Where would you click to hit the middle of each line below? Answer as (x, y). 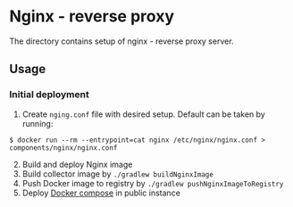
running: (38, 123)
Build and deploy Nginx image (77, 164)
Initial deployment (49, 95)
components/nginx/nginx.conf (63, 148)
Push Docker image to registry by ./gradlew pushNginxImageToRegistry (153, 183)
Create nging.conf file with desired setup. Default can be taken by (143, 114)
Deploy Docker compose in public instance (101, 193)
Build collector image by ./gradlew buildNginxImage (118, 174)
